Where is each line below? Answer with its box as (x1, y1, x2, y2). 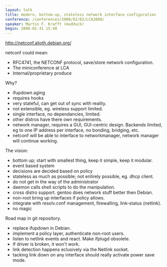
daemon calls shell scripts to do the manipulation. (12, 184, 116, 190)
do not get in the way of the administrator (12, 179, 99, 185)
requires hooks (12, 95, 44, 101)
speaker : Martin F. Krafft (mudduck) (5, 21, 85, 27)
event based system (12, 163, 55, 169)
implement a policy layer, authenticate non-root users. (12, 230, 125, 237)
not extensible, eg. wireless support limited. (12, 106, 103, 112)
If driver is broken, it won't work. (12, 241, 80, 247)
